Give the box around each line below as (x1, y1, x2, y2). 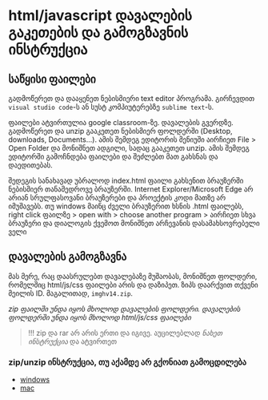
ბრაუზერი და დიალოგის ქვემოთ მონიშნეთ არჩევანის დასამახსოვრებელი (8, 219, 260, 228)
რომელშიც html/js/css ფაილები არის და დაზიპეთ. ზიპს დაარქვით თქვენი (8, 280, 258, 289)
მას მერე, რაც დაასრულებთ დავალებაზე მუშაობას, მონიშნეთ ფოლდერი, (8, 271, 258, 281)
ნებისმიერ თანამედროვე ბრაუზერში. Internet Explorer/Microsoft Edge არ (8, 184, 254, 194)
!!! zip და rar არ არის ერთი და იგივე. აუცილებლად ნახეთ (27, 328, 222, 337)
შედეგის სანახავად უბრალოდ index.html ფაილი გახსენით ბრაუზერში (8, 176, 244, 185)
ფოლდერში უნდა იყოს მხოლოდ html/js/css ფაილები (8, 312, 191, 322)
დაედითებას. (8, 160, 54, 170)
